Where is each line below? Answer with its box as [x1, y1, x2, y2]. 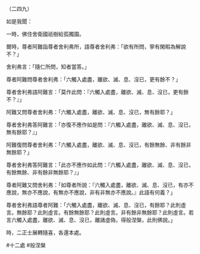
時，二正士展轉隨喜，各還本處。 [6, 229, 85, 236]
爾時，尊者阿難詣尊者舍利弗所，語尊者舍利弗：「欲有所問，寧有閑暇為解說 [6, 43, 186, 50]
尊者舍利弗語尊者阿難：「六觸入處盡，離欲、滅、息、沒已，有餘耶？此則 [6, 202, 181, 208]
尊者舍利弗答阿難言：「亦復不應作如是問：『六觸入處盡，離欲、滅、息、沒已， [6, 121, 194, 128]
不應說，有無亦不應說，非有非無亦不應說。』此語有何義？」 [32, 189, 176, 196]
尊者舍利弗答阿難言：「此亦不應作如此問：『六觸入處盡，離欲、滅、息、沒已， [6, 161, 194, 168]
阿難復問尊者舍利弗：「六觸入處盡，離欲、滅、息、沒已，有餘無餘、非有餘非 [6, 142, 192, 148]
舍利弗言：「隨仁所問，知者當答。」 [6, 63, 90, 70]
